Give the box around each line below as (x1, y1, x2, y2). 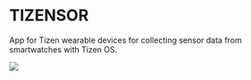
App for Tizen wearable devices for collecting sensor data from (9, 35, 243, 45)
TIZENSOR (9, 5, 89, 26)
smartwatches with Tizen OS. (9, 44, 118, 54)
